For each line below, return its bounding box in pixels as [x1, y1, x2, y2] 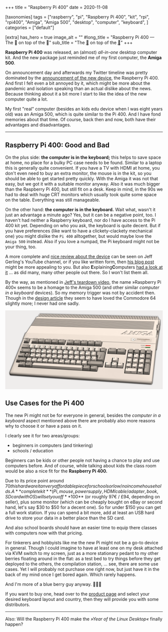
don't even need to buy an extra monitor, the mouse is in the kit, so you [5, 170, 151, 176]
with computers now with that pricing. [5, 530, 83, 536]
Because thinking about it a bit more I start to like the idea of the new [5, 91, 147, 97]
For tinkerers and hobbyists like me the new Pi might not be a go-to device [5, 539, 158, 545]
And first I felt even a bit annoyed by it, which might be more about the [5, 80, 150, 86]
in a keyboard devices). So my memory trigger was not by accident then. [5, 290, 156, 296]
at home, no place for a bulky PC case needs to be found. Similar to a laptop [5, 160, 162, 166]
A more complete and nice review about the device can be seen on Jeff [5, 253, 152, 259]
